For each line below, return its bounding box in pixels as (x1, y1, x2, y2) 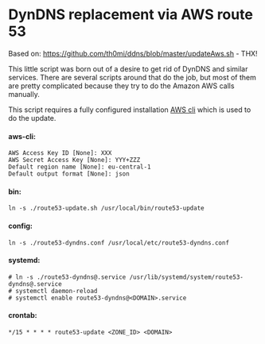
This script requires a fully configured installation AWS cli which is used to (8, 105, 251, 114)
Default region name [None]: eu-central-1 (8, 163, 151, 172)
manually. (8, 89, 40, 99)
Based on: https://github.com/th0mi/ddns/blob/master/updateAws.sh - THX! (8, 48, 258, 58)
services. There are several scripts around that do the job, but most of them (8, 72, 256, 82)
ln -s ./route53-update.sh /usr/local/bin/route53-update (8, 204, 205, 212)
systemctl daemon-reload (15, 287, 98, 295)
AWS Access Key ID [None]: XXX (8, 149, 112, 157)
